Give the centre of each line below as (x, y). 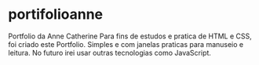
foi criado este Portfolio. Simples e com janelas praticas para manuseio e (126, 44)
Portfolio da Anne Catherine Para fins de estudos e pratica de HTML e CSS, (130, 36)
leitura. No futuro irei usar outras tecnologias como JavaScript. (110, 52)
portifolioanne (56, 14)
